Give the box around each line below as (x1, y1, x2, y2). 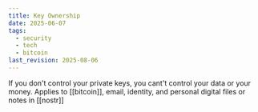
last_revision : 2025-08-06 (8, 57, 99, 65)
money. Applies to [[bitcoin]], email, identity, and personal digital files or (8, 86, 246, 96)
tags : (8, 26, 26, 34)
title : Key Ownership (8, 11, 81, 20)
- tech (15, 42, 38, 50)
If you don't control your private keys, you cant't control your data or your (8, 78, 251, 88)
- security (15, 34, 52, 42)
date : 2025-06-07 (8, 19, 67, 27)
